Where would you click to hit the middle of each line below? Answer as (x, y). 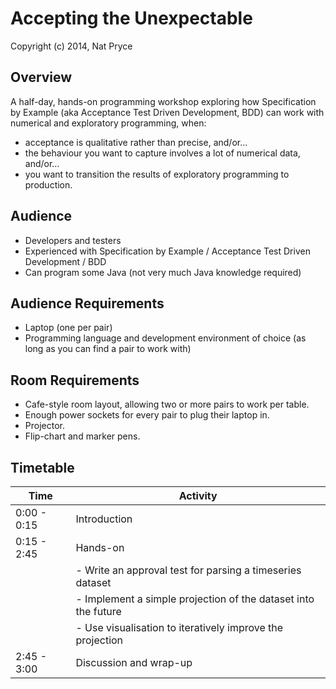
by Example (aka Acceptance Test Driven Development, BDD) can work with (167, 112)
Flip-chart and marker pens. (82, 436)
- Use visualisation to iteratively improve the (179, 627)
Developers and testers (73, 240)
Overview (41, 77)
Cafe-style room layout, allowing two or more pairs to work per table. (167, 404)
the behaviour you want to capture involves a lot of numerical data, (162, 153)
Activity (198, 495)
